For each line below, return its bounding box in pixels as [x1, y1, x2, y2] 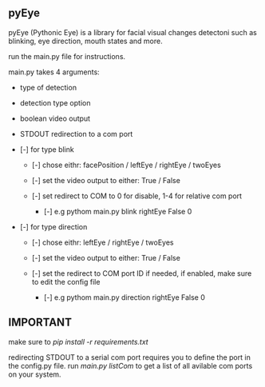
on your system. [8, 369, 61, 379]
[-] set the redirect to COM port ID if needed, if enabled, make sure [31, 268, 252, 278]
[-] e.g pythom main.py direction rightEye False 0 [43, 292, 206, 302]
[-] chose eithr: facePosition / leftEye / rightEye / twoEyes [31, 160, 221, 170]
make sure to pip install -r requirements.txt [8, 337, 149, 346]
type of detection [19, 82, 77, 92]
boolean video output [19, 114, 90, 123]
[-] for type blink [19, 144, 74, 154]
